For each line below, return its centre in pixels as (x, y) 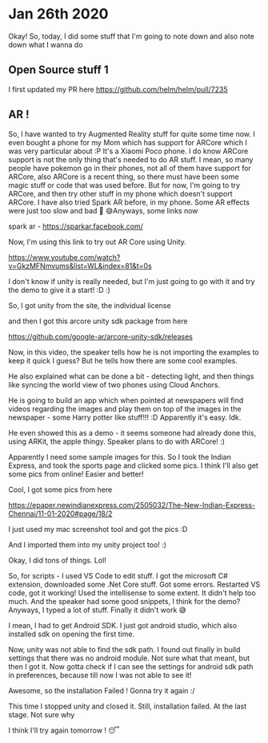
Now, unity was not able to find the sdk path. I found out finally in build (124, 649)
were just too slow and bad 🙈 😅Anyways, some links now (103, 210)
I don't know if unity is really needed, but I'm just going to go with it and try (132, 281)
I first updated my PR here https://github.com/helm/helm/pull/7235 (118, 89)
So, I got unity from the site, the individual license (90, 305)
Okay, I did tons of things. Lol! (57, 560)
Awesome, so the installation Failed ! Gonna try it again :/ (102, 690)
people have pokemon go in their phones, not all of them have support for (130, 168)
